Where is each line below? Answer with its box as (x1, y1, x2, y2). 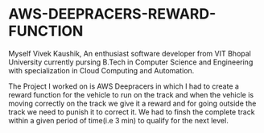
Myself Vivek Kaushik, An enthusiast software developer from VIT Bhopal (8, 48, 251, 58)
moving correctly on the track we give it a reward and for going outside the (8, 98, 257, 108)
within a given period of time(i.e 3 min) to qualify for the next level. (8, 115, 229, 125)
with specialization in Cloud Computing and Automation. (8, 65, 195, 75)
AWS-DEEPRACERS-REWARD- (8, 5, 217, 23)
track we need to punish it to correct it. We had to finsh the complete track (8, 106, 255, 117)
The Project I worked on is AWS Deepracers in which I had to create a (8, 81, 240, 91)
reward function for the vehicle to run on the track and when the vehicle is (8, 89, 254, 99)
